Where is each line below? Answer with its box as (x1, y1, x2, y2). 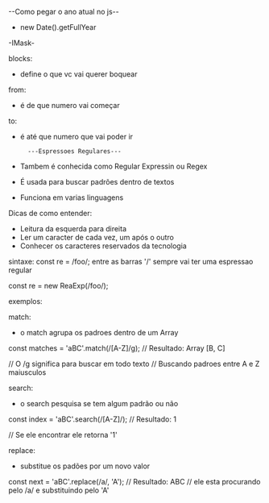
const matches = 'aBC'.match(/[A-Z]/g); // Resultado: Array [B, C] (8, 343, 226, 353)
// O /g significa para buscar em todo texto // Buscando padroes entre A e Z (8, 359, 260, 368)
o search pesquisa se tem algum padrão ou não (19, 399, 179, 408)
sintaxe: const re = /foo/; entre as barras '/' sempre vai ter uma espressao (8, 257, 254, 266)
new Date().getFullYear (19, 23, 97, 31)
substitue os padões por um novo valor (19, 461, 151, 471)
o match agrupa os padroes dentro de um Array (19, 328, 179, 337)
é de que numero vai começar (19, 101, 120, 110)
